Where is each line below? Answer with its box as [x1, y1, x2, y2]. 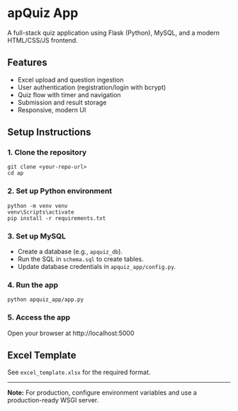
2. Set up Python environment [7, 186, 113, 196]
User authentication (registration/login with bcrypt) [17, 83, 166, 92]
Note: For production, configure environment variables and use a [7, 388, 197, 397]
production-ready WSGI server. [7, 396, 99, 405]
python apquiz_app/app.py [7, 296, 84, 303]
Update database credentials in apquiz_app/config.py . [17, 263, 176, 271]
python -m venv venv [7, 202, 69, 209]
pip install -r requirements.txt [7, 214, 106, 221]
